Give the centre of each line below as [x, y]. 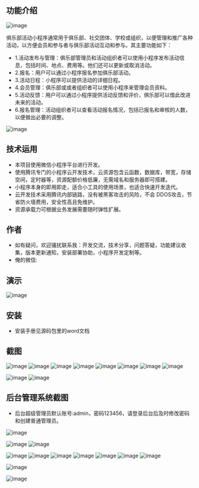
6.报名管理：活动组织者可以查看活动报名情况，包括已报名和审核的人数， [103, 109]
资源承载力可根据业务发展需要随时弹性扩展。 [69, 209]
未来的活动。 [30, 102]
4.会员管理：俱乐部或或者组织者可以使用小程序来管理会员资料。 [92, 87]
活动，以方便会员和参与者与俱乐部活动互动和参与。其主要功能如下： [89, 45]
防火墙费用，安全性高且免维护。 [59, 202]
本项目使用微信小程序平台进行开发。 [59, 165]
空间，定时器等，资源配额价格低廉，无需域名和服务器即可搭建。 [92, 180]
